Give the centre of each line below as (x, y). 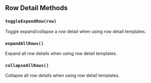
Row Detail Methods (36, 8)
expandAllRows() (25, 43)
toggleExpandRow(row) (31, 21)
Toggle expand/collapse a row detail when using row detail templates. (75, 31)
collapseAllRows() (27, 65)
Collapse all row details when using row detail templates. (63, 76)
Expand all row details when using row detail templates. (61, 53)
